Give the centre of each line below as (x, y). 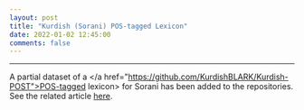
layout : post (34, 18)
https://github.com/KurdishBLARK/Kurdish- (209, 77)
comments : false (40, 43)
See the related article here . (61, 96)
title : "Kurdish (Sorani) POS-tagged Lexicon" (99, 26)
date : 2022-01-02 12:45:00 (60, 34)
